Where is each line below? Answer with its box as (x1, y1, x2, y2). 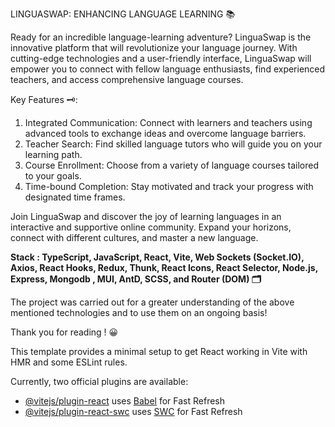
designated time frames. (24, 191, 126, 203)
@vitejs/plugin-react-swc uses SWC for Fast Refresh (24, 406, 243, 417)
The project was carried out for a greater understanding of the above (10, 296, 295, 308)
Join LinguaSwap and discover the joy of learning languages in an (10, 211, 282, 222)
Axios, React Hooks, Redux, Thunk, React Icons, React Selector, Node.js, (10, 262, 318, 273)
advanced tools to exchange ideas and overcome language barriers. (24, 128, 307, 139)
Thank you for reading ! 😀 (10, 326, 119, 338)
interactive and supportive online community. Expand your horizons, (10, 221, 292, 233)
